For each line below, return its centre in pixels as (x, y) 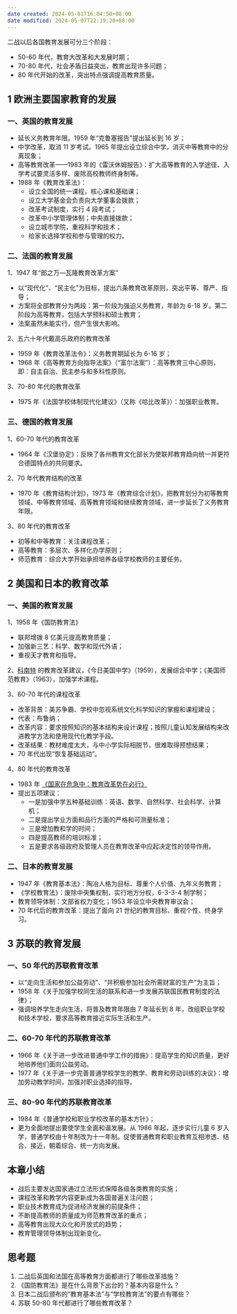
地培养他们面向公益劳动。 (55, 1064)
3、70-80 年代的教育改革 (44, 387)
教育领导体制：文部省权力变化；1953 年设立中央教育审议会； (106, 901)
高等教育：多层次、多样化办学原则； (71, 550)
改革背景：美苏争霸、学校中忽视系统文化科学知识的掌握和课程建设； (117, 709)
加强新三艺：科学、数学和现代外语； (71, 646)
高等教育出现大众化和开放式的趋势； (71, 1224)
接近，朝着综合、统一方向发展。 (77, 1145)
